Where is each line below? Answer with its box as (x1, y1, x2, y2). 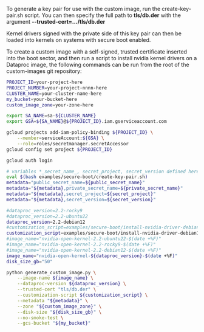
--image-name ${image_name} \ (17, 275, 94, 282)
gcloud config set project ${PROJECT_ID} (6, 146, 113, 153)
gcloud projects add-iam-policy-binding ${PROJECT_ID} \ (6, 130, 154, 136)
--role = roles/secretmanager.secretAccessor (17, 140, 129, 147)
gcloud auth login (6, 157, 53, 164)
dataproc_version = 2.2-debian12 (6, 219, 86, 225)
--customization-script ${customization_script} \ (17, 292, 148, 298)
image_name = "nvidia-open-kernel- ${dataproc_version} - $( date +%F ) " (6, 252, 178, 259)
